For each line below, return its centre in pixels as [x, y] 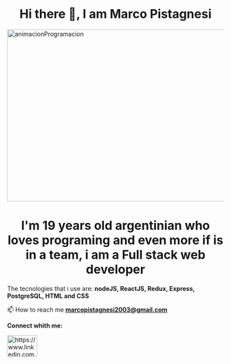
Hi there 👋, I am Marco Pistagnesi [115, 14]
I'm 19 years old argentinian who [115, 226]
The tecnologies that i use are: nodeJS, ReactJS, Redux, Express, [101, 288]
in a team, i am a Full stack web [115, 255]
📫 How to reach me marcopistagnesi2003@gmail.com [87, 310]
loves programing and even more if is [115, 240]
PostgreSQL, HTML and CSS [48, 296]
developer [115, 269]
